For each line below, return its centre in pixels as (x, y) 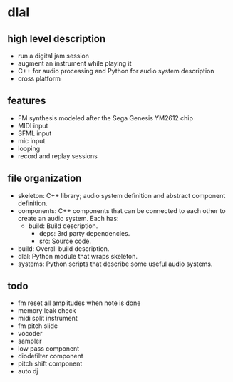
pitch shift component (50, 363)
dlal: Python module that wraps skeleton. (77, 256)
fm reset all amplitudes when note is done (79, 303)
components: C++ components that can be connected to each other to (121, 210)
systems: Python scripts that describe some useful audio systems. (115, 264)
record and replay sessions (57, 156)
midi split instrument (48, 319)
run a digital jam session (53, 56)
